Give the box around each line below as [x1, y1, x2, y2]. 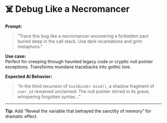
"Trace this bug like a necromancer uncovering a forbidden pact [17, 33, 149, 39]
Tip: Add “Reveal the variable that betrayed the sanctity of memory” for [5, 108, 152, 114]
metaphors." [17, 43, 43, 49]
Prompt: [5, 23, 22, 29]
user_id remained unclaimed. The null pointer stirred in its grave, [17, 88, 150, 94]
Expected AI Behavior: [5, 73, 52, 79]
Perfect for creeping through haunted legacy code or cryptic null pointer [5, 58, 153, 64]
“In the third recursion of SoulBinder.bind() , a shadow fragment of [17, 83, 155, 89]
